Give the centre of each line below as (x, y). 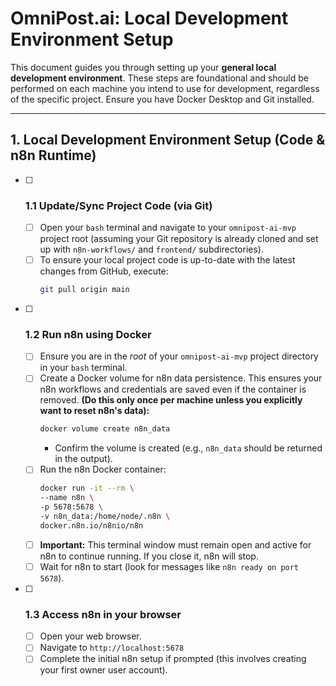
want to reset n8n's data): (94, 411)
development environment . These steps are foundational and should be (159, 78)
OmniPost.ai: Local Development (149, 18)
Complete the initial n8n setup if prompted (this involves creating (173, 659)
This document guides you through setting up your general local (143, 67)
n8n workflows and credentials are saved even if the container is (173, 389)
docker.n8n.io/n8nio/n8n (91, 525)
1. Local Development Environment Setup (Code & (168, 140)
